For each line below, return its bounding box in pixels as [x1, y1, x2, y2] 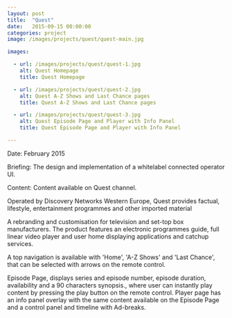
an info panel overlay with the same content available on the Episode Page [7, 295, 220, 304]
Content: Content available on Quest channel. [7, 183, 137, 191]
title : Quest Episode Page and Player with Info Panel [19, 124, 181, 131]
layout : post [7, 10, 45, 17]
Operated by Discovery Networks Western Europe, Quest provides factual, [7, 196, 220, 205]
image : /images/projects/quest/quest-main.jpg [7, 36, 144, 43]
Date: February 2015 [7, 149, 66, 158]
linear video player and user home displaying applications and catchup [7, 232, 209, 241]
